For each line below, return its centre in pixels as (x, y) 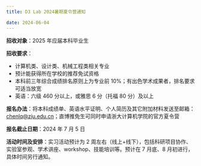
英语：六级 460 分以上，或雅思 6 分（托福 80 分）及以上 (84, 96)
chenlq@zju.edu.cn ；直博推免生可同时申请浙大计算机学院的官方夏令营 (93, 116)
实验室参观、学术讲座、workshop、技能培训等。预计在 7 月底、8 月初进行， (100, 149)
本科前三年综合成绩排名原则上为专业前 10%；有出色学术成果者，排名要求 (105, 81)
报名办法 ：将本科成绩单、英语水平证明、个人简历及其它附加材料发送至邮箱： (100, 108)
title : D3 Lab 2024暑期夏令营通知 (46, 12)
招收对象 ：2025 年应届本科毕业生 (48, 40)
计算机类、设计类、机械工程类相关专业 (62, 66)
